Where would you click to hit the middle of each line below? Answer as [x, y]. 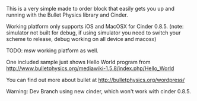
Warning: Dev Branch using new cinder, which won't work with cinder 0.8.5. [99, 91]
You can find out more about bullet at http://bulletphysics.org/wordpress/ [96, 80]
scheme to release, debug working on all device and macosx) [81, 39]
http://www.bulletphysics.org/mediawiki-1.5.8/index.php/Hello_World [90, 68]
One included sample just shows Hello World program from [78, 62]
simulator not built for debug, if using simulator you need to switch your [93, 33]
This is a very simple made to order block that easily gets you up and [90, 9]
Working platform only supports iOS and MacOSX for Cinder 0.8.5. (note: [95, 26]
